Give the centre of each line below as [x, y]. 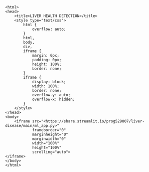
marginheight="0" [50, 134]
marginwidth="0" [49, 139]
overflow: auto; [49, 29]
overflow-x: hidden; [53, 99]
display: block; [49, 82]
